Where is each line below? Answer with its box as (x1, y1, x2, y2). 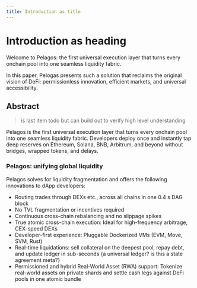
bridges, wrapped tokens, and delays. (6, 148, 99, 155)
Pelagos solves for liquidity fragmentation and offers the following (6, 175, 167, 183)
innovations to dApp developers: (6, 182, 86, 189)
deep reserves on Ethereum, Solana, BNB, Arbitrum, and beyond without (6, 141, 183, 148)
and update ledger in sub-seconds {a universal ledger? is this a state (14, 250, 183, 257)
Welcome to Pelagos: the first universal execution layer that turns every (6, 54, 181, 61)
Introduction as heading (6, 34, 126, 47)
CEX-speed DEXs (14, 225, 58, 232)
